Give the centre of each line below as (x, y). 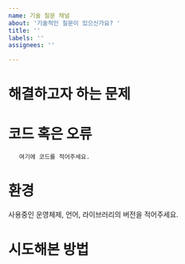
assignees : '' (32, 45)
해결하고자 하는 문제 (70, 95)
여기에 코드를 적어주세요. (54, 157)
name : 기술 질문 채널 (39, 16)
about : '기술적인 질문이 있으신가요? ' (65, 23)
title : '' (25, 30)
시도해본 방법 (49, 250)
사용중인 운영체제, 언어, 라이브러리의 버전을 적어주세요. (93, 215)
